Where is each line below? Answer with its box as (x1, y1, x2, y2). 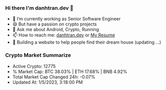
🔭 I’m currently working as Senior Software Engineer (12, 16, 121, 22)
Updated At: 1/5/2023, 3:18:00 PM (12, 79, 83, 85)
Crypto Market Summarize (5, 52, 71, 59)
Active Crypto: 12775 (12, 63, 56, 69)
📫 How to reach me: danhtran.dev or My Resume (12, 32, 115, 38)
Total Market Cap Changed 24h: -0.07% (12, 73, 95, 79)
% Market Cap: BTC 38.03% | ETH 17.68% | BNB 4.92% (12, 68, 127, 74)
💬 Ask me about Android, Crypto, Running (12, 26, 99, 32)
